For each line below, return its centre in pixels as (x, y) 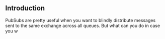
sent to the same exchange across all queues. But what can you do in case (82, 25)
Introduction (25, 8)
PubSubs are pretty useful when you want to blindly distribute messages (80, 20)
